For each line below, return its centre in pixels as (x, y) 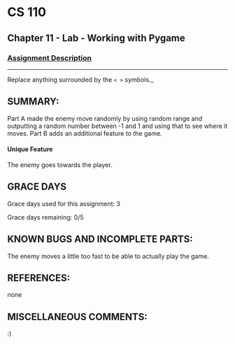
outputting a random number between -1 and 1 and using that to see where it (117, 126)
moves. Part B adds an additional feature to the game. (85, 133)
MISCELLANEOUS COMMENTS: (78, 316)
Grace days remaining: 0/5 (45, 217)
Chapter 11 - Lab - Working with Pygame (96, 38)
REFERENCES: (39, 278)
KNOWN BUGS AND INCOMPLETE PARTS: (100, 239)
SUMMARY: (33, 102)
